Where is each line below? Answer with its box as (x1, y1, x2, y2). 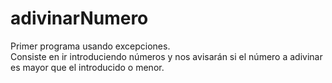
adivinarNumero (10, 7, 149, 30)
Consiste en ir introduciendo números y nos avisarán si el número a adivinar (10, 50, 323, 62)
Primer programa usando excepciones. (10, 40, 171, 52)
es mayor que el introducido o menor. (10, 61, 165, 73)
